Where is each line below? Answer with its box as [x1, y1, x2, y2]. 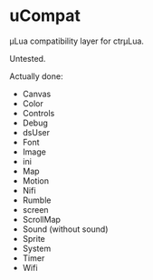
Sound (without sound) [22, 224, 109, 235]
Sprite [22, 233, 45, 244]
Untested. [9, 53, 46, 64]
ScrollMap [22, 214, 62, 225]
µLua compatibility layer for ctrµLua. [9, 35, 145, 46]
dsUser [22, 126, 50, 137]
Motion [22, 175, 50, 186]
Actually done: [9, 70, 63, 82]
